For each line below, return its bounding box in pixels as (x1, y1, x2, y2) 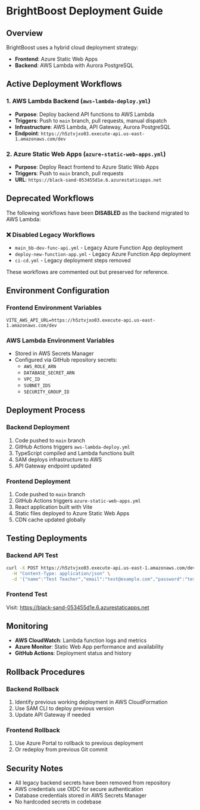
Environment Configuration (6, 286, 110, 296)
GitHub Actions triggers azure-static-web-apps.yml (14, 497, 141, 505)
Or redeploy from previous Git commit (14, 746, 108, 753)
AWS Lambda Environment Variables (6, 336, 115, 344)
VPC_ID (23, 377, 40, 383)
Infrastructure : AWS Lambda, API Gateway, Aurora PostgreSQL (14, 123, 171, 130)
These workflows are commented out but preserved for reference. (6, 268, 169, 276)
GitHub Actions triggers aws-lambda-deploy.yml (14, 443, 130, 450)
